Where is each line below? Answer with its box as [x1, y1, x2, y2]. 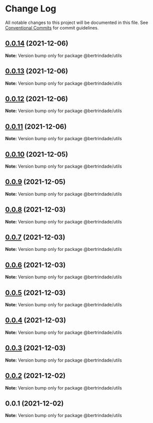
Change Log [5, 3, 56, 14]
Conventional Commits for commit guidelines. [5, 24, 99, 30]
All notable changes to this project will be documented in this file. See [5, 19, 149, 25]
